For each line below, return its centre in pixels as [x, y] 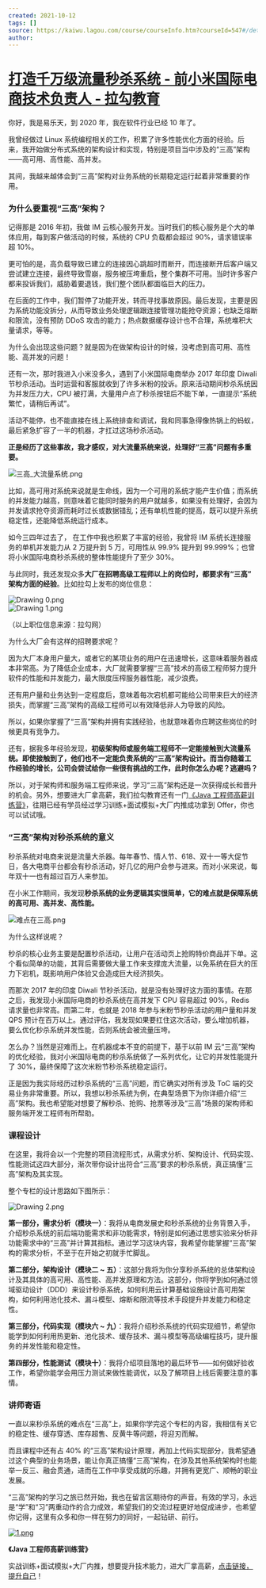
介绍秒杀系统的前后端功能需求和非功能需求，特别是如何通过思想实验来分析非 [133, 1233]
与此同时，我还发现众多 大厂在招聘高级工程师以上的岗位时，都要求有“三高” [130, 574]
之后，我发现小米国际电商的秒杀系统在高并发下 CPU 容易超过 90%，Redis [129, 1000]
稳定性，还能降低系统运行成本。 [60, 521]
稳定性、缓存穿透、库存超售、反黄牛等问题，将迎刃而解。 [108, 1434]
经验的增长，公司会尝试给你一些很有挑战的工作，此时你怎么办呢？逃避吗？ [136, 768]
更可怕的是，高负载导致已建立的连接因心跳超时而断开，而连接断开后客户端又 [133, 264]
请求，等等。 [36, 331]
